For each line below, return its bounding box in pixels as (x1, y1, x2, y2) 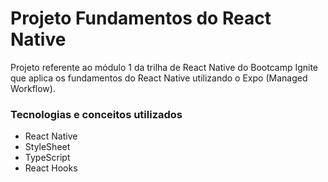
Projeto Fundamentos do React (10, 7, 272, 30)
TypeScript (24, 152, 71, 164)
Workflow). (10, 82, 56, 94)
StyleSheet (24, 141, 71, 153)
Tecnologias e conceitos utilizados (10, 107, 183, 121)
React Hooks (24, 162, 78, 174)
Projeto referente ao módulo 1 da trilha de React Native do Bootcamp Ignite (10, 61, 319, 73)
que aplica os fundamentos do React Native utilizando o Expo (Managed (10, 72, 308, 84)
